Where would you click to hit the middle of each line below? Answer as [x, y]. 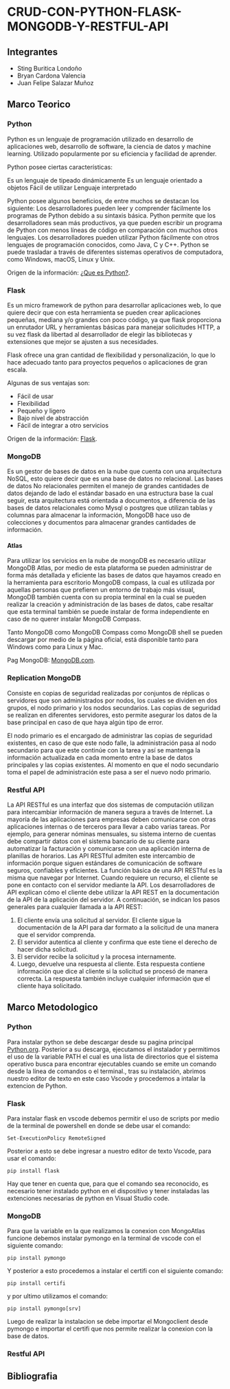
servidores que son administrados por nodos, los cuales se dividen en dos [112, 700]
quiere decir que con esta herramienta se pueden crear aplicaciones [104, 312]
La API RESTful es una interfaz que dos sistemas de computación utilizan [111, 805]
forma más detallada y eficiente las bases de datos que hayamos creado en [114, 575]
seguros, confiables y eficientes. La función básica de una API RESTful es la [115, 871]
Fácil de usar [35, 396]
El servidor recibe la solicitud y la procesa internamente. [96, 957]
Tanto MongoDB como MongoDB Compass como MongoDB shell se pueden [115, 632]
